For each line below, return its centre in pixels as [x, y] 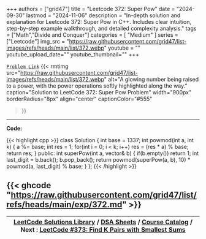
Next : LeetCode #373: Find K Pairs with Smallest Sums [103, 229]
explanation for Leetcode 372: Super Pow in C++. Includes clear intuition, [99, 22]
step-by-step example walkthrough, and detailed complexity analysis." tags [101, 28]
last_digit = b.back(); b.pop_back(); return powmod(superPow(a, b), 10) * [98, 160]
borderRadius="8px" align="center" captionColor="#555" [79, 99]
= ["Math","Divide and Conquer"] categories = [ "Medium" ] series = [93, 35]
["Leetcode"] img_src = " [38, 41]
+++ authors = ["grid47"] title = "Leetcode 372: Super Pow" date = [91, 9]
